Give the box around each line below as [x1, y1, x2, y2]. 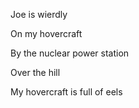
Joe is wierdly [10, 9, 68, 20]
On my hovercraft [10, 28, 83, 39]
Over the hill [10, 67, 61, 78]
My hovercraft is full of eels [10, 86, 123, 98]
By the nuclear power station [10, 47, 130, 59]
